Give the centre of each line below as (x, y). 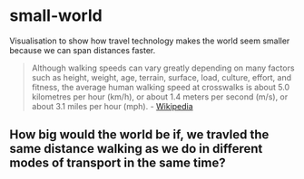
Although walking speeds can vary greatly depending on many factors (163, 68)
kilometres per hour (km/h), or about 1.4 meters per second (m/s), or (160, 97)
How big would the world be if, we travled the (139, 135)
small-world (56, 16)
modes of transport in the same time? (118, 163)
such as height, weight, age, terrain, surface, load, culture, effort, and (162, 77)
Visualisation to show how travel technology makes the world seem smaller (150, 41)
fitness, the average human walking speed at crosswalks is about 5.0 (161, 87)
